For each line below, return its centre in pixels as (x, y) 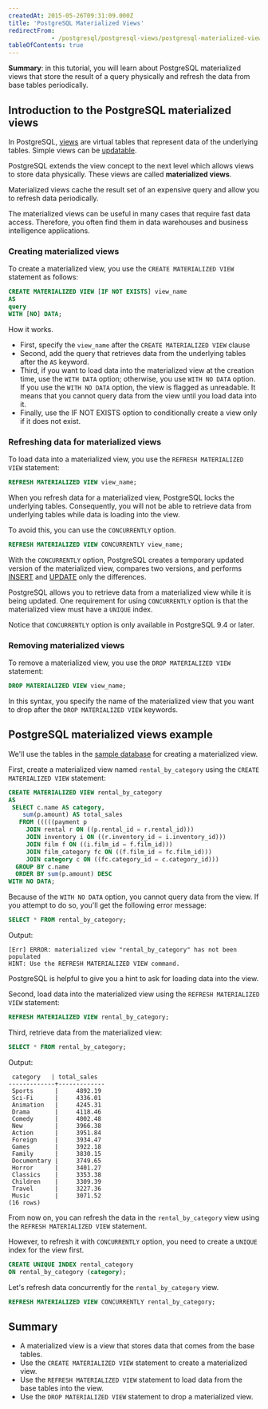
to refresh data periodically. (53, 198)
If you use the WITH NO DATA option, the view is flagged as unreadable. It (138, 387)
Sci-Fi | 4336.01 (57, 1098)
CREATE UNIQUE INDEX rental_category (71, 1265)
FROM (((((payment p (53, 822)
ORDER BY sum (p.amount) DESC (64, 874)
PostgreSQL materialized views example (110, 735)
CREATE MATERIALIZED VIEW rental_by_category (85, 792)
